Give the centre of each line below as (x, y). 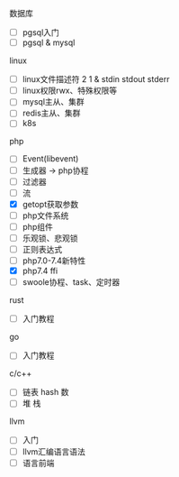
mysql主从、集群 (54, 102)
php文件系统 (45, 216)
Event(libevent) (50, 159)
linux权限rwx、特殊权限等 (70, 91)
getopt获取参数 (50, 204)
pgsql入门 (41, 32)
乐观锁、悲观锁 (50, 238)
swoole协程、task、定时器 (71, 282)
